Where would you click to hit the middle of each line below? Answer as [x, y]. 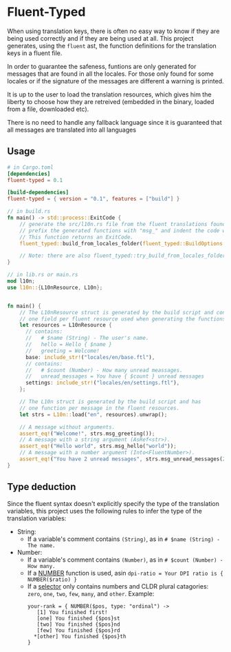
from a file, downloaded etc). [48, 109]
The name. [42, 545]
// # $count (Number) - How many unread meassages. [104, 370]
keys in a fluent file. [35, 53]
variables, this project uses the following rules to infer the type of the [105, 511]
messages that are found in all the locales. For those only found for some [111, 74]
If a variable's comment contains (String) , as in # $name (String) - [123, 539]
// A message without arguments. [67, 427]
